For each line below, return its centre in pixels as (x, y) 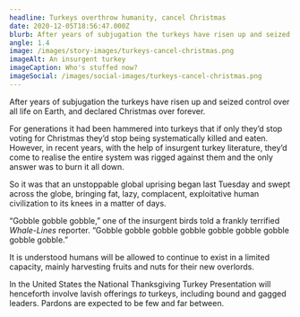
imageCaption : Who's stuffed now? (74, 68)
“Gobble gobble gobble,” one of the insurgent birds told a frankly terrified (145, 220)
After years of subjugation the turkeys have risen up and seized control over (150, 101)
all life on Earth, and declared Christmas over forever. (107, 111)
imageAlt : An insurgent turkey (68, 59)
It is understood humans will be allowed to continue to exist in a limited (140, 257)
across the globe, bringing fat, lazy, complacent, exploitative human (134, 193)
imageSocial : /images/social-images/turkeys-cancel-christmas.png (136, 76)
